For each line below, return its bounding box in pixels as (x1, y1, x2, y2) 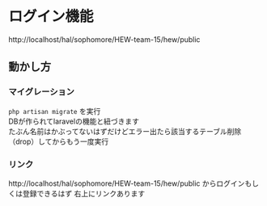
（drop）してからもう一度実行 (8, 137, 109, 146)
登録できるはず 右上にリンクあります (22, 188, 146, 198)
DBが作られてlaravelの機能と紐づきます (8, 116, 140, 126)
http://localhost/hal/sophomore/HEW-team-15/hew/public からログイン (8, 179, 245, 188)
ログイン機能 (8, 7, 95, 26)
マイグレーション (8, 86, 75, 98)
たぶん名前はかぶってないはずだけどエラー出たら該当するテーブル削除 (8, 126, 242, 136)
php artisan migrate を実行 (8, 106, 101, 116)
